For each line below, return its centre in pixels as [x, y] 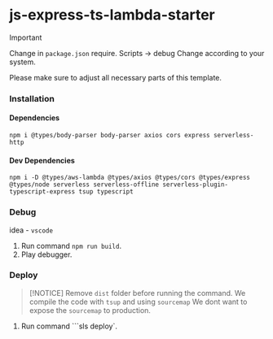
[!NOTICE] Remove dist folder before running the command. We [137, 293]
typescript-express [42, 192]
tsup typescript [106, 192]
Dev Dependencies [42, 160]
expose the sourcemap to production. [90, 310]
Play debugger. [46, 254]
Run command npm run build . [71, 246]
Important [26, 37]
